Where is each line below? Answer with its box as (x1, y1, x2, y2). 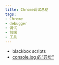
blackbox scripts (12, 48, 46, 54)
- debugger (5, 21, 28, 26)
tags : (5, 12, 16, 17)
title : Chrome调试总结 (5, 7, 49, 12)
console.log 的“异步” (12, 54, 54, 60)
